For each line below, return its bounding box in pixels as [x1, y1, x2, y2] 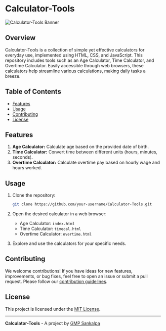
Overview [5, 34, 36, 42]
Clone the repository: [12, 192, 56, 198]
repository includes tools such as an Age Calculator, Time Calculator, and [5, 57, 154, 63]
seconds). [12, 154, 33, 160]
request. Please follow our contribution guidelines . [5, 278, 108, 284]
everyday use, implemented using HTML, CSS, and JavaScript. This [5, 52, 143, 58]
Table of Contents [5, 88, 62, 96]
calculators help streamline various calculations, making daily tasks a [5, 68, 146, 74]
